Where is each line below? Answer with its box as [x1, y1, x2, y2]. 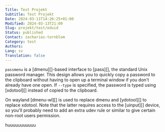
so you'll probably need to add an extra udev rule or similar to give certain [5, 107, 156, 113]
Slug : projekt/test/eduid [5, 26, 58, 31]
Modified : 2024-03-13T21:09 [5, 21, 63, 26]
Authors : [5, 44, 23, 49]
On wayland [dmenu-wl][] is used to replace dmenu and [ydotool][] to [5, 97, 147, 103]
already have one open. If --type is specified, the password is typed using [5, 82, 156, 88]
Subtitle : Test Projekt [5, 12, 54, 17]
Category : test [5, 39, 37, 44]
